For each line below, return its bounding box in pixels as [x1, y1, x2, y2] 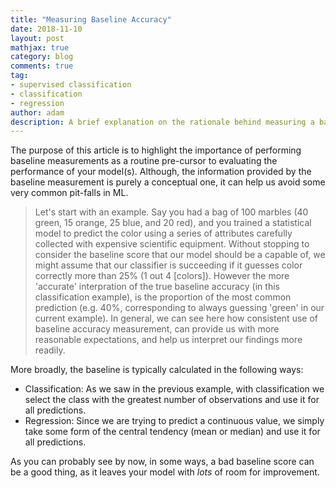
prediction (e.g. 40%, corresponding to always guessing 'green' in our [34, 302, 325, 314]
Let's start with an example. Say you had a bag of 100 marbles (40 [34, 206, 309, 218]
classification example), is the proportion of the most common [34, 291, 292, 303]
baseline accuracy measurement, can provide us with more [34, 323, 280, 335]
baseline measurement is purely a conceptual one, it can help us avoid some [10, 176, 326, 188]
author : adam [10, 107, 65, 118]
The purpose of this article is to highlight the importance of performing [10, 144, 302, 156]
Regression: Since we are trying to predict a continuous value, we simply [24, 415, 325, 427]
